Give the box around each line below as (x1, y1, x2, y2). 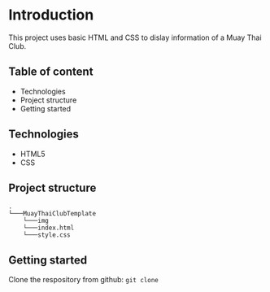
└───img (23, 217, 49, 225)
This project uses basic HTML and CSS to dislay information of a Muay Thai (8, 33, 262, 42)
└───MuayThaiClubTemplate (8, 210, 96, 218)
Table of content (8, 65, 94, 79)
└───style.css (23, 231, 71, 239)
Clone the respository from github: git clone (8, 275, 159, 285)
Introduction (8, 6, 94, 24)
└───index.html (23, 224, 75, 233)
